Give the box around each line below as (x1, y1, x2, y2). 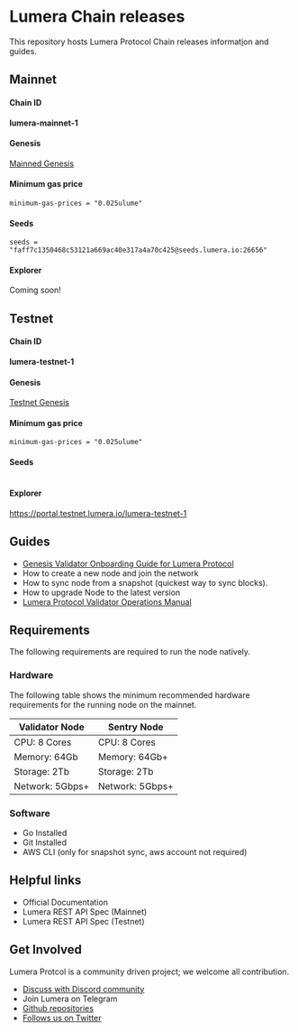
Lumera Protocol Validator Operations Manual (22, 596, 192, 607)
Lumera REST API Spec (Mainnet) (22, 906, 148, 917)
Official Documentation (22, 897, 108, 907)
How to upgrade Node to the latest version (22, 587, 181, 598)
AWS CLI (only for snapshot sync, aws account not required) (22, 846, 248, 857)
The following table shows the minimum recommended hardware (9, 689, 250, 701)
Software (9, 806, 51, 819)
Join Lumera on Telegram (22, 993, 118, 1004)
